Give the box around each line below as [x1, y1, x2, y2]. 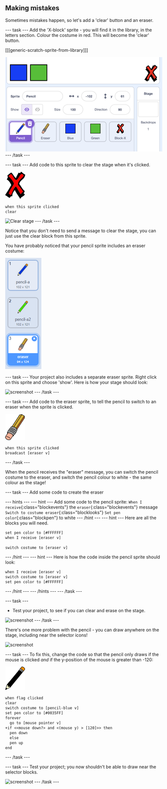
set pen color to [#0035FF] [5, 710, 64, 715]
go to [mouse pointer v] [9, 720, 61, 725]
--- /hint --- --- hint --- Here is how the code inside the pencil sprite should [5, 554, 161, 560]
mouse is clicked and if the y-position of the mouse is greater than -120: [5, 657, 154, 662]
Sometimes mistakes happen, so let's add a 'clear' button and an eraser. [5, 17, 154, 23]
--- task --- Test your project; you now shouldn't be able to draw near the [5, 764, 157, 770]
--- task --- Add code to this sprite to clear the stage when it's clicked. [5, 161, 151, 167]
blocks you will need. [5, 520, 49, 526]
